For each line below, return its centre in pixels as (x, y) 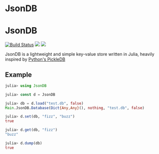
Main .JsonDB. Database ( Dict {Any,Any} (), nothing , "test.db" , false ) (75, 108)
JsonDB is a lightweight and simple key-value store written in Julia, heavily (80, 54)
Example (18, 75)
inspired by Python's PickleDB (35, 59)
